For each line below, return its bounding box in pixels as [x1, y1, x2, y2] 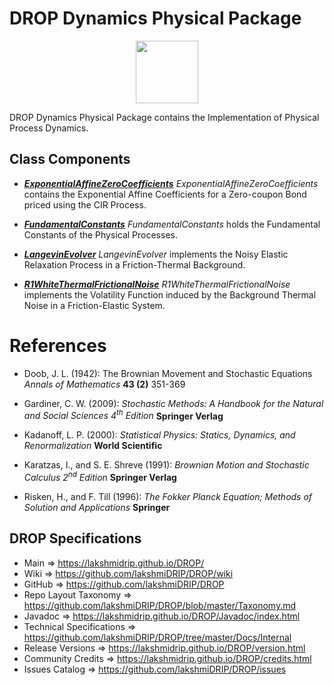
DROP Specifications [9, 530, 142, 547]
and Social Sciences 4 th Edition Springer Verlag [23, 408, 224, 422]
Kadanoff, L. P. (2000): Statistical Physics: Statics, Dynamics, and [23, 429, 296, 441]
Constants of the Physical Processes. [23, 228, 178, 241]
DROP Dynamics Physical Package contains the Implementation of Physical [9, 111, 320, 123]
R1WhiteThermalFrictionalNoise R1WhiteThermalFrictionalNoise [23, 278, 291, 290]
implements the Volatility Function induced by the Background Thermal [23, 288, 317, 301]
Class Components [9, 151, 131, 168]
